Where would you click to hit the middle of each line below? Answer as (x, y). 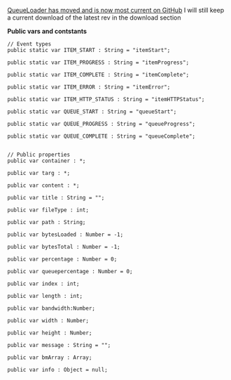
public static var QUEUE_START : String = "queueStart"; (92, 112)
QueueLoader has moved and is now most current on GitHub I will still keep (116, 10)
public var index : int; (43, 284)
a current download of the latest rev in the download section (94, 18)
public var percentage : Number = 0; (62, 259)
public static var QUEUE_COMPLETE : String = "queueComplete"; (101, 136)
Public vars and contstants (47, 31)
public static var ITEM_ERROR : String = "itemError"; (89, 87)
